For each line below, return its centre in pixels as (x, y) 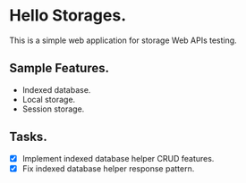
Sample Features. (59, 68)
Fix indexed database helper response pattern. (108, 168)
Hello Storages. (68, 16)
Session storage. (53, 109)
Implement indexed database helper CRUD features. (118, 158)
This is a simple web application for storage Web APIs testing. (123, 40)
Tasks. (28, 137)
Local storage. (49, 99)
